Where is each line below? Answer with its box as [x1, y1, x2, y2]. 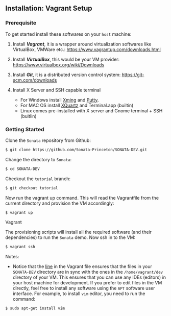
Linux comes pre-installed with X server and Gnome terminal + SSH [20, 107, 163, 114]
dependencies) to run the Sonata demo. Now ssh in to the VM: [5, 234, 136, 240]
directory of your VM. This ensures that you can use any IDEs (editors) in [12, 274, 166, 280]
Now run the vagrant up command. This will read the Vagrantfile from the [5, 195, 159, 201]
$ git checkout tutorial [5, 185, 58, 190]
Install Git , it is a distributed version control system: [12, 71, 121, 78]
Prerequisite [5, 19, 37, 27]
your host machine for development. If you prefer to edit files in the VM [12, 280, 162, 286]
